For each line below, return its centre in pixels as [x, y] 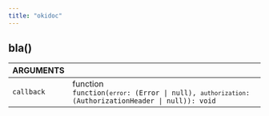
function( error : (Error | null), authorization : [161, 93]
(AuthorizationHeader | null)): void [144, 101]
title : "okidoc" [35, 16]
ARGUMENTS [39, 70]
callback [29, 92]
